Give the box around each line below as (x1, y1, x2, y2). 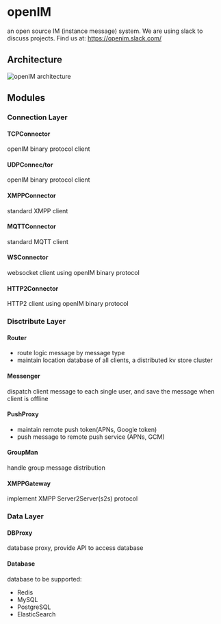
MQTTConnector (7, 222, 56, 230)
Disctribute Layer (7, 317, 66, 326)
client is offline (7, 394, 49, 403)
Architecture (7, 54, 63, 66)
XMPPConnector (7, 191, 56, 200)
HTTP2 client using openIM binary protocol (7, 300, 129, 308)
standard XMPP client (7, 206, 68, 215)
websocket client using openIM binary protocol (7, 269, 140, 277)
